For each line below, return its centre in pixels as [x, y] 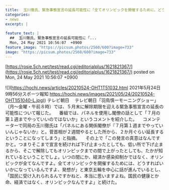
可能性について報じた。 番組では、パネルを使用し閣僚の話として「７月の [83, 113]
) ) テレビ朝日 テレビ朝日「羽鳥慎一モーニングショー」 [101, 100]
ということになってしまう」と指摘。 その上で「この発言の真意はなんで [80, 138]
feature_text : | [22, 33]
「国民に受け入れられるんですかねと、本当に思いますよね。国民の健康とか [82, 176]
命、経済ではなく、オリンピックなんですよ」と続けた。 [62, 182]
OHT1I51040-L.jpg [24, 100]
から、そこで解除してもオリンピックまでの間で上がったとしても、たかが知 [86, 150]
